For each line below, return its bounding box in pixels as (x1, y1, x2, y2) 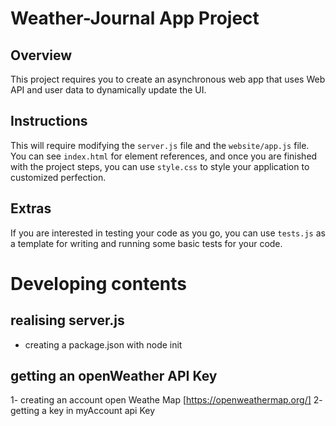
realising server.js (10, 312, 125, 329)
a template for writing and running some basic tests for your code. (10, 237, 283, 249)
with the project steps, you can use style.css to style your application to (10, 160, 310, 172)
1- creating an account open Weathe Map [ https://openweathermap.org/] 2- (10, 394, 323, 406)
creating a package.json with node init (24, 338, 183, 351)
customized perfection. (10, 171, 107, 183)
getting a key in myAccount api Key (10, 405, 156, 417)
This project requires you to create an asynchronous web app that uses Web (10, 73, 326, 85)
